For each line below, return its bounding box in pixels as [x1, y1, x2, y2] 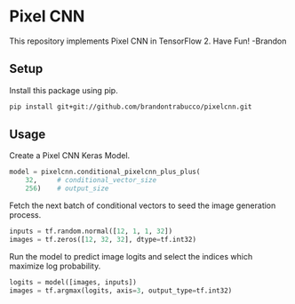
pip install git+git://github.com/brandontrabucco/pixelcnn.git [9, 102, 252, 111]
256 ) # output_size [25, 184, 109, 193]
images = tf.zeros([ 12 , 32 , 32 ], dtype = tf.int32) [9, 235, 197, 244]
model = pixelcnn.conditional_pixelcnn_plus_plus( [9, 167, 201, 177]
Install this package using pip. [9, 84, 118, 95]
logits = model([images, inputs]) [9, 277, 138, 286]
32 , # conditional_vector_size [25, 176, 157, 185]
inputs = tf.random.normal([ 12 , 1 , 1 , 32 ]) [9, 227, 173, 236]
